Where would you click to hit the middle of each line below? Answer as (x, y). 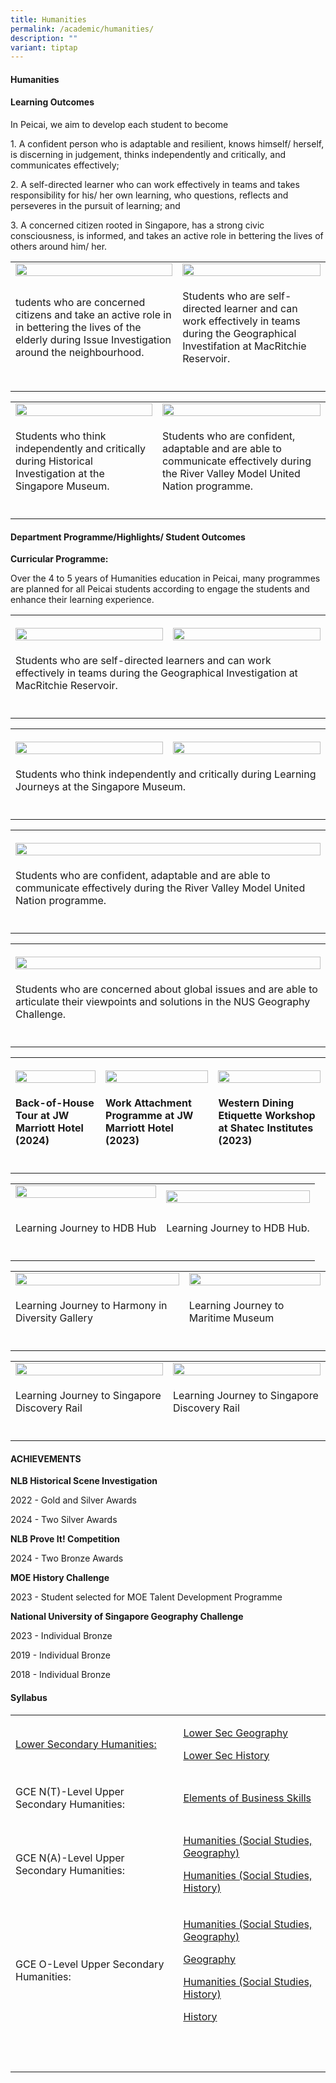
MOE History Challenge (60, 1578)
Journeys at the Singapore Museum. (101, 787)
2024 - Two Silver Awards (64, 1520)
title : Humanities (48, 19)
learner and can (260, 309)
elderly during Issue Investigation (93, 340)
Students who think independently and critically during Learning (166, 774)
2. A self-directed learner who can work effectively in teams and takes (155, 185)
